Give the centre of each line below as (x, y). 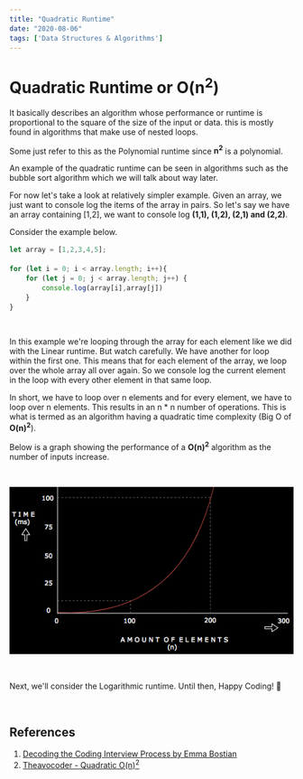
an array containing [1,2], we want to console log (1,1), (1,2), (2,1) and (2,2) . (149, 215)
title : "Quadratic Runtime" (62, 19)
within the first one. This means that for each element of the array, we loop (148, 361)
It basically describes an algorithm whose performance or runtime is (136, 112)
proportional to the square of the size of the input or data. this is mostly (142, 122)
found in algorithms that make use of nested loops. (104, 132)
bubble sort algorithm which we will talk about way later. (114, 178)
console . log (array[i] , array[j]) (103, 288)
